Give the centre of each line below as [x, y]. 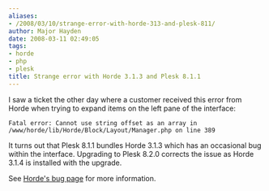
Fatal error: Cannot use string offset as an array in [103, 123]
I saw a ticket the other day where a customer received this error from [125, 99]
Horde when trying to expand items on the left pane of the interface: [122, 108]
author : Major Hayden [45, 31]
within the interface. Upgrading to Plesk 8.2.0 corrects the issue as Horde [131, 154]
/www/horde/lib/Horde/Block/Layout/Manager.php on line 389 [112, 130]
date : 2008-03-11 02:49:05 [54, 39]
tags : [17, 46]
